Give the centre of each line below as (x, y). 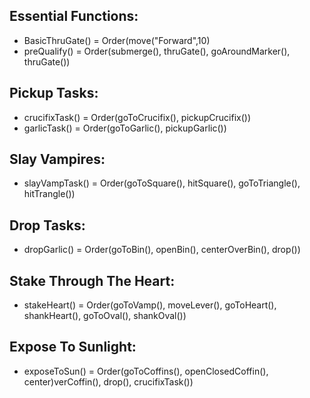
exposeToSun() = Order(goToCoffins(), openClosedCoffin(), (146, 371)
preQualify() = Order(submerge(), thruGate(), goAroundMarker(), (157, 51)
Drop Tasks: (47, 225)
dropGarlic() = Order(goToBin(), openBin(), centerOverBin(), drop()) (162, 250)
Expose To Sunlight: (73, 347)
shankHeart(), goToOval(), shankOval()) (105, 316)
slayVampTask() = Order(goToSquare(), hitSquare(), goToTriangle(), (162, 183)
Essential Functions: (74, 16)
